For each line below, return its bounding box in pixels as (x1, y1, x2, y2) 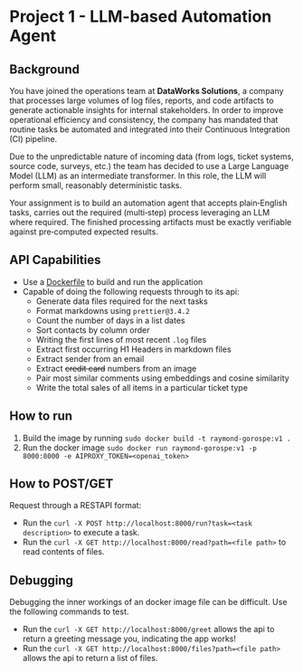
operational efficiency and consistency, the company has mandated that (9, 115, 279, 125)
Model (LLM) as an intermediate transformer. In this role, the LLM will (9, 170, 267, 181)
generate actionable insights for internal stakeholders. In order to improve (9, 105, 284, 115)
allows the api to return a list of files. (22, 653, 158, 664)
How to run (9, 409, 73, 424)
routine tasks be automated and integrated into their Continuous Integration (9, 124, 291, 135)
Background (9, 62, 80, 77)
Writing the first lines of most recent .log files (35, 334, 207, 345)
